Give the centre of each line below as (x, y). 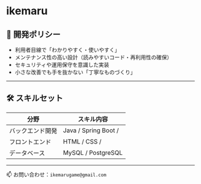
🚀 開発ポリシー (33, 34)
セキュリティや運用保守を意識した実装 (62, 65)
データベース (27, 153)
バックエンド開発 (33, 130)
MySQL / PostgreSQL (93, 152)
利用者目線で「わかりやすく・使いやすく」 (67, 50)
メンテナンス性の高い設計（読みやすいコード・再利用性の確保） (93, 57)
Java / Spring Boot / (91, 130)
